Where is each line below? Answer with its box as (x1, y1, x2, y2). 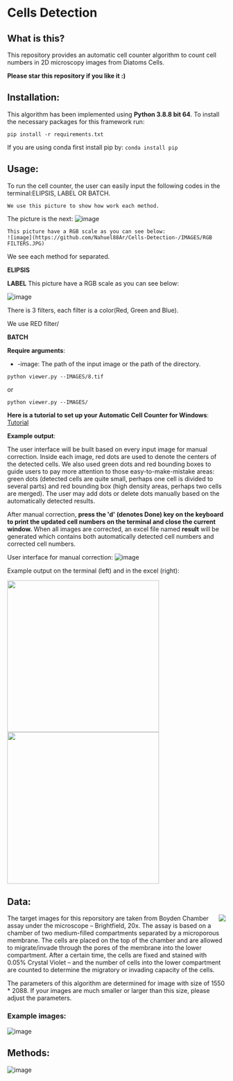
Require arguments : (7, 346, 66, 354)
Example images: (7, 1011, 67, 1021)
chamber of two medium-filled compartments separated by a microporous (7, 929, 220, 937)
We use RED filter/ (7, 319, 60, 327)
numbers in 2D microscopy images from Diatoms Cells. (7, 58, 165, 67)
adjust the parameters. (7, 994, 72, 1003)
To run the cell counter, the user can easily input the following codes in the (7, 182, 221, 190)
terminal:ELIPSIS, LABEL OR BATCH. (7, 189, 111, 197)
